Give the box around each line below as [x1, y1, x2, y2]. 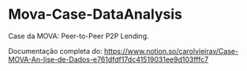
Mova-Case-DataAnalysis [8, 5, 183, 23]
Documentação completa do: [8, 46, 103, 55]
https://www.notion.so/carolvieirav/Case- [103, 46, 239, 55]
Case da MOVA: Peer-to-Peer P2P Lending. [8, 31, 149, 41]
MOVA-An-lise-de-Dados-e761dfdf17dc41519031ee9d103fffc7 [8, 55, 209, 64]
